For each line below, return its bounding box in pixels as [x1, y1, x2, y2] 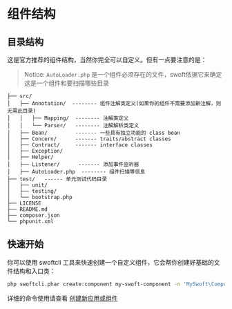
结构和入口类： [12, 267, 56, 275]
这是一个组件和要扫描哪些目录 [23, 79, 109, 87]
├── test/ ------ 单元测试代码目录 [7, 176, 108, 182]
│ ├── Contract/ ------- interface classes [7, 142, 153, 149]
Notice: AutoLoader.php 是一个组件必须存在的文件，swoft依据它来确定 [23, 71, 222, 78]
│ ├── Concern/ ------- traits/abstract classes [7, 135, 171, 142]
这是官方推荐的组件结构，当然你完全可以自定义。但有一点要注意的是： [7, 56, 207, 64]
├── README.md [7, 206, 48, 213]
